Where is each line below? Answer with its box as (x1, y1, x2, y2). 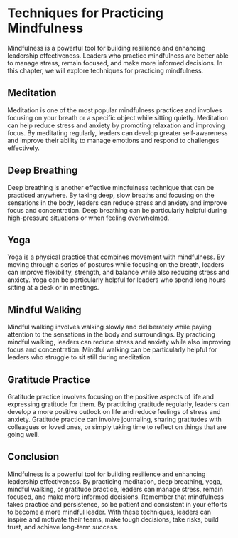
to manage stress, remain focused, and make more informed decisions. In (7, 58, 223, 67)
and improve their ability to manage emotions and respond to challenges (7, 136, 220, 144)
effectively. (7, 144, 40, 152)
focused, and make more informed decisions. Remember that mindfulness (7, 492, 225, 501)
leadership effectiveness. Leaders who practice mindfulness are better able (7, 51, 229, 60)
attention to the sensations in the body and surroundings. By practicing (7, 330, 215, 339)
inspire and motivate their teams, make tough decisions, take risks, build (7, 515, 219, 524)
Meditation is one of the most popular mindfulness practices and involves (7, 105, 222, 115)
